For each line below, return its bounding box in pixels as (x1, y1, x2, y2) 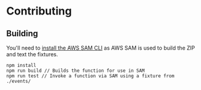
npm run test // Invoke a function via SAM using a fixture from (6, 73, 174, 79)
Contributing (6, 4, 72, 18)
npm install (6, 62, 36, 68)
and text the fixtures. (6, 51, 59, 58)
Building (6, 28, 38, 39)
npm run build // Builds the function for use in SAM (6, 68, 145, 74)
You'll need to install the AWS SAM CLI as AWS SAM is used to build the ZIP (6, 44, 196, 51)
